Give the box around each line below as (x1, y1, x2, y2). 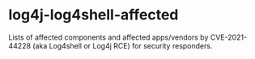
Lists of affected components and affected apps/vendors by (8, 32, 209, 42)
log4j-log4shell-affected (8, 6, 179, 24)
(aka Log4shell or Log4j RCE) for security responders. (32, 40, 213, 50)
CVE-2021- (210, 32, 248, 42)
